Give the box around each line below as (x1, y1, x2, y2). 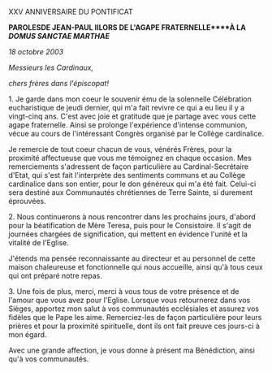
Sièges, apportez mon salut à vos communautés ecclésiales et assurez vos (8, 304, 260, 314)
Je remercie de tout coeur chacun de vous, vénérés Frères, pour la (8, 145, 232, 154)
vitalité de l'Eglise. (8, 238, 69, 247)
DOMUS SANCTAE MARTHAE (8, 32, 110, 41)
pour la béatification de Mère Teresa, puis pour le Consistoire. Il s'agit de (8, 221, 252, 230)
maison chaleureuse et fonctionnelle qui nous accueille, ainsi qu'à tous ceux (8, 262, 264, 271)
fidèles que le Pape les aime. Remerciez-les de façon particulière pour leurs (8, 313, 262, 322)
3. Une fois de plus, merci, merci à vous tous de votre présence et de (8, 287, 240, 296)
